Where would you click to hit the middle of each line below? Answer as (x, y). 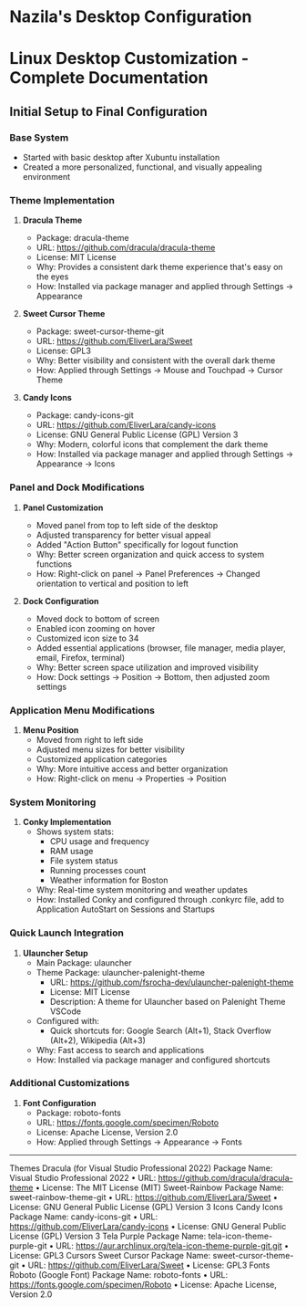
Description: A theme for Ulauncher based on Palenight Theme (168, 1001)
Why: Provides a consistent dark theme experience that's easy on (160, 267)
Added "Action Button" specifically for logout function (137, 544)
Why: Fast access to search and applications (120, 1050)
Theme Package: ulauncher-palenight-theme (121, 972)
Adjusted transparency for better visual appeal (123, 535)
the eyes (52, 277)
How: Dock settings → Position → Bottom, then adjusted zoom (153, 676)
